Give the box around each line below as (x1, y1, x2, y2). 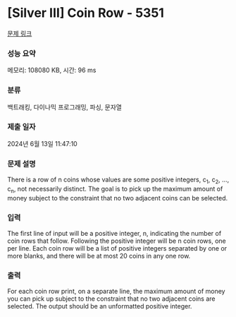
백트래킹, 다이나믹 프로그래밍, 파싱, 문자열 (7, 102, 122, 111)
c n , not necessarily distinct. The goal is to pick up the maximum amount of (7, 184, 223, 195)
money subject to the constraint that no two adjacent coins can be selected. (7, 193, 228, 202)
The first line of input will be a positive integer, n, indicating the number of (7, 229, 222, 238)
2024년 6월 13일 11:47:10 (7, 139, 77, 148)
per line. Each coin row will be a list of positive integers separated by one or (7, 244, 228, 253)
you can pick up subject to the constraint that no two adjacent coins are (7, 294, 216, 303)
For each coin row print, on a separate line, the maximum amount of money (7, 287, 225, 296)
